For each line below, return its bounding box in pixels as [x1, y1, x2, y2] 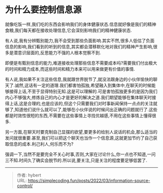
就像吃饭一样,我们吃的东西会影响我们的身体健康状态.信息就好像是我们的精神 [5, 21, 157, 27]
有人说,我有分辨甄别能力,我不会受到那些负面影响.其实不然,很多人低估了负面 [5, 37, 155, 44]
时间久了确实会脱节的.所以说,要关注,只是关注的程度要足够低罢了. [19, 157, 147, 163]
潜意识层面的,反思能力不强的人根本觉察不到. [13, 49, 101, 56]
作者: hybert [16, 172, 41, 178]
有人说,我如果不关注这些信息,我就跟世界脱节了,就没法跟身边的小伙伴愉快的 [5, 76, 154, 82]
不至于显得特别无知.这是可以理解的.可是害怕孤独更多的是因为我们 [27, 88, 158, 94]
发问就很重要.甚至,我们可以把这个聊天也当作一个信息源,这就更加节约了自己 [5, 135, 154, 141]
